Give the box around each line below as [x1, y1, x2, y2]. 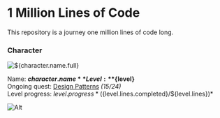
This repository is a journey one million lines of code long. [7, 28, 174, 36]
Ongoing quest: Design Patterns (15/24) [7, 82, 122, 91]
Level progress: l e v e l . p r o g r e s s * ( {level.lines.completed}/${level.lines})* [7, 89, 214, 98]
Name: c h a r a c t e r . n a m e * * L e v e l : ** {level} [7, 75, 135, 83]
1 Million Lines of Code [7, 5, 140, 21]
